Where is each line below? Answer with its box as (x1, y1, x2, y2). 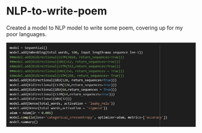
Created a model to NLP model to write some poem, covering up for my (6, 24, 183, 31)
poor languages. (6, 30, 47, 37)
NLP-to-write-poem (6, 4, 107, 18)
